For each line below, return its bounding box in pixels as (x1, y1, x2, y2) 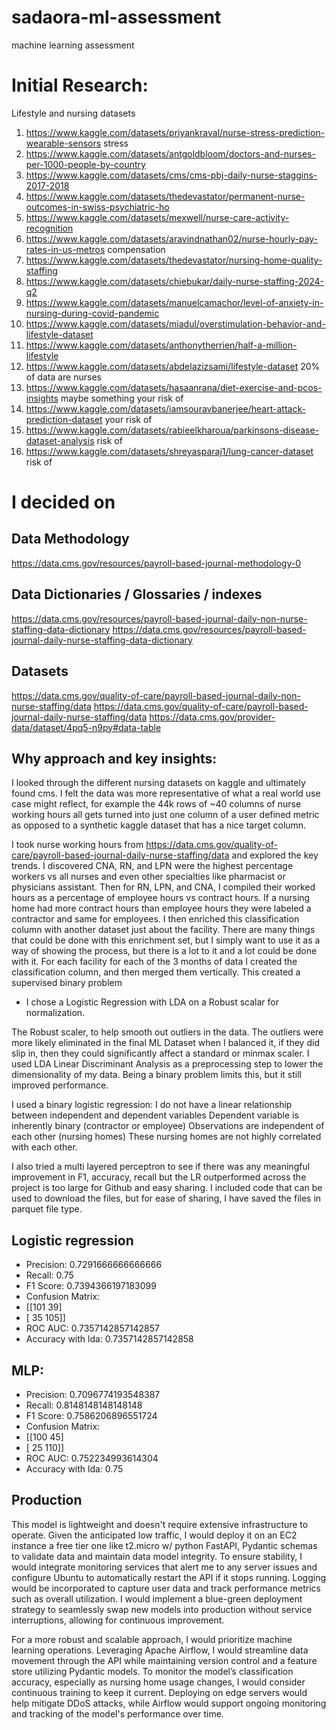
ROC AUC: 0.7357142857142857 (25, 1322, 160, 1335)
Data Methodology (11, 531, 130, 548)
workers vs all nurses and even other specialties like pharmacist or (11, 871, 286, 883)
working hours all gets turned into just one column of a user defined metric (11, 809, 320, 821)
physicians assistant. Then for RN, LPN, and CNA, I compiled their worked (11, 881, 316, 893)
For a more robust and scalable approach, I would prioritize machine (11, 1633, 293, 1645)
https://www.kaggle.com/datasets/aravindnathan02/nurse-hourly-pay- (25, 232, 319, 245)
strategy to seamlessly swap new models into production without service (11, 1603, 313, 1615)
